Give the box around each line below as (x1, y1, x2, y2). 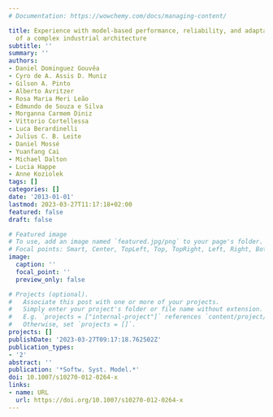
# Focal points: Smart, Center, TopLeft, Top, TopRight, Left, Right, (8, 245, 253, 254)
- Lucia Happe (8, 163, 57, 171)
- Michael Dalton (8, 155, 67, 163)
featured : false (8, 208, 63, 216)
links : (8, 381, 31, 389)
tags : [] (8, 178, 38, 186)
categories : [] (8, 185, 60, 193)
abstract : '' (8, 358, 53, 367)
